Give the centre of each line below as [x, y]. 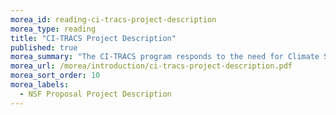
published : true [44, 47]
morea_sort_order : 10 [55, 76]
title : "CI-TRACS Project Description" [93, 38]
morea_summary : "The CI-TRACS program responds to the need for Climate [165, 57]
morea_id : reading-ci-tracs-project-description [113, 19]
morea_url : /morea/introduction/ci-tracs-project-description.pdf [151, 66]
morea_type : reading [53, 29]
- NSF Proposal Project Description [95, 94]
